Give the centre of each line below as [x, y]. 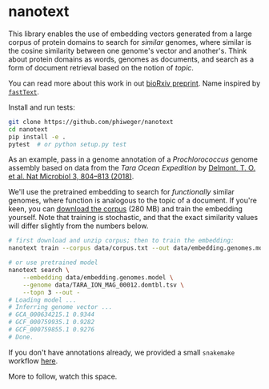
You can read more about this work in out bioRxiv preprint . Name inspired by [134, 83]
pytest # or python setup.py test [68, 144]
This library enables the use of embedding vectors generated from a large [130, 34]
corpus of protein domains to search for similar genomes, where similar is [130, 42]
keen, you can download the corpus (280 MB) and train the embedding [125, 209]
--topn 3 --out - [52, 292]
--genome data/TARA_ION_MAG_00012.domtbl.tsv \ [103, 285]
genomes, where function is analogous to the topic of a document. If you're [133, 201]
